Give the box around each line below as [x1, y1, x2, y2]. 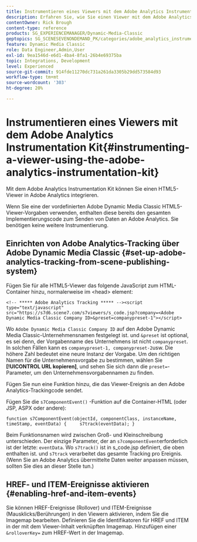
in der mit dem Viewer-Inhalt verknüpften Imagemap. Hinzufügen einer [6, 523, 177, 530]
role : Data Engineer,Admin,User [6, 47, 85, 53]
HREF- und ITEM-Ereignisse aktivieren [6, 480, 150, 490]
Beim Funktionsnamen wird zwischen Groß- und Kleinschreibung [6, 431, 163, 438]
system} [6, 266, 38, 277]
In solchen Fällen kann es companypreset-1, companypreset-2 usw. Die [6, 344, 174, 351]
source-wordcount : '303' [6, 80, 67, 86]
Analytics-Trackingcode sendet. [6, 387, 83, 394]
